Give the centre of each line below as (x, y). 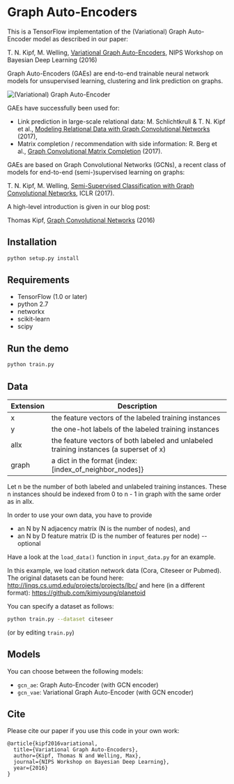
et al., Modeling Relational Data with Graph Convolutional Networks (114, 129)
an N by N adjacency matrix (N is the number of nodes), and (103, 528)
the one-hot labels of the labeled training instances (135, 429)
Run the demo (38, 348)
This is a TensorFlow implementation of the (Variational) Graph (97, 31)
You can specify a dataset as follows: (61, 606)
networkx (31, 312)
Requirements (38, 280)
